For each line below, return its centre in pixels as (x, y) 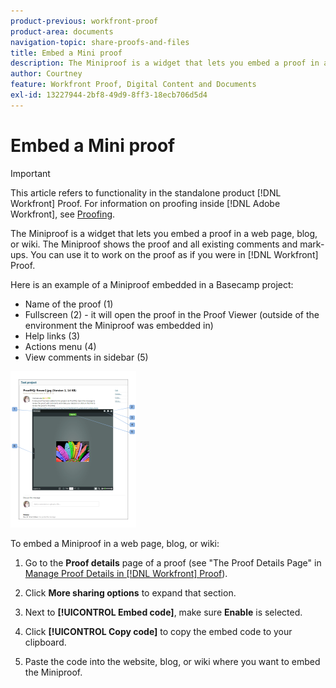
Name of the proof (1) (69, 304)
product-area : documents (62, 31)
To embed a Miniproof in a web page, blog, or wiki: (115, 543)
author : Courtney (46, 74)
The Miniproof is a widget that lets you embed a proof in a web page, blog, (164, 233)
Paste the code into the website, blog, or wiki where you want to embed (172, 661)
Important (30, 173)
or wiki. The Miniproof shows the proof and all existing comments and (154, 244)
